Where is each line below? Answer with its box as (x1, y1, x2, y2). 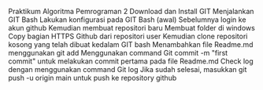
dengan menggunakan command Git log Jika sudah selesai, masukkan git (8, 65, 247, 74)
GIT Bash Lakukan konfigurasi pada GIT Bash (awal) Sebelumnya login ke (8, 15, 246, 24)
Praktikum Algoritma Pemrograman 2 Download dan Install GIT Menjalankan (8, 7, 254, 16)
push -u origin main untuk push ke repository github (8, 74, 177, 82)
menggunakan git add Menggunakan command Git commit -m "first (8, 49, 228, 57)
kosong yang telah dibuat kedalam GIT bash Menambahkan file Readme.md (8, 40, 254, 49)
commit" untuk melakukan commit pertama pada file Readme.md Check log (8, 56, 254, 66)
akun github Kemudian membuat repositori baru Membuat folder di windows (8, 23, 256, 32)
